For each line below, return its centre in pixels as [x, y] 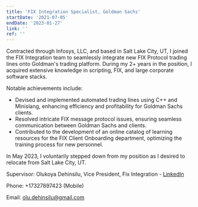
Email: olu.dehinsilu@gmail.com [46, 197]
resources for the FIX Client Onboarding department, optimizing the [98, 138]
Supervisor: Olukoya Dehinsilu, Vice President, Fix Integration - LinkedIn [95, 174]
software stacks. [27, 77]
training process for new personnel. [59, 145]
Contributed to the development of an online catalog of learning [94, 132]
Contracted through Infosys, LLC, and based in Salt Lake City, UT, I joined [97, 51]
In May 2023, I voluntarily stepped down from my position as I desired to [96, 156]
